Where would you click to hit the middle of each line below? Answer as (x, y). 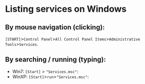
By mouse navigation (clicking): (55, 27)
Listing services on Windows (66, 9)
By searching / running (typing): (56, 60)
